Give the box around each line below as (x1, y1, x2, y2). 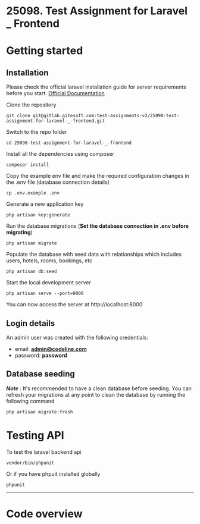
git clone (6, 113, 31, 119)
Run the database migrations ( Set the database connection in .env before (6, 222, 189, 230)
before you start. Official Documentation (6, 90, 105, 97)
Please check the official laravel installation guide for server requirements (6, 83, 186, 90)
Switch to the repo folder (6, 128, 67, 136)
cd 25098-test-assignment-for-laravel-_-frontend (6, 140, 132, 146)
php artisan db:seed (6, 269, 58, 275)
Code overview (6, 507, 83, 520)
